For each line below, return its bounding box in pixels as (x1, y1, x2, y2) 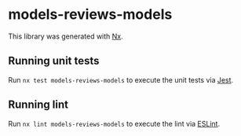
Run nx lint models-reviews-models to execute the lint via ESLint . (8, 119, 221, 128)
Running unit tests (8, 54, 100, 68)
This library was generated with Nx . (8, 31, 123, 41)
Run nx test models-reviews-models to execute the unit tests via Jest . (8, 75, 234, 84)
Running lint (8, 98, 69, 112)
